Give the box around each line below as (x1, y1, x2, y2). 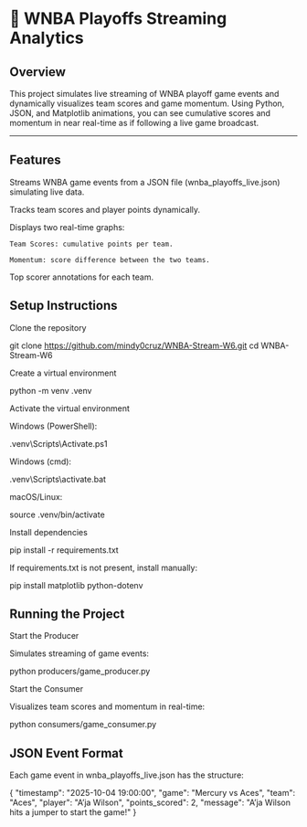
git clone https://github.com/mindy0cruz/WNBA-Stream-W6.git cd (9, 340, 259, 351)
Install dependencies (9, 526, 89, 537)
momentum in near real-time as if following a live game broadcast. (9, 118, 259, 128)
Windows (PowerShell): (9, 420, 98, 431)
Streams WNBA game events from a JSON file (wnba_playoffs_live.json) (9, 176, 281, 187)
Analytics (9, 27, 84, 48)
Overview (9, 64, 67, 80)
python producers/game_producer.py (9, 666, 151, 677)
